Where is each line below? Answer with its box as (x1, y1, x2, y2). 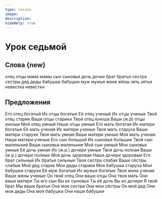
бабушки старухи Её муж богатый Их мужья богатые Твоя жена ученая (5, 168, 155, 174)
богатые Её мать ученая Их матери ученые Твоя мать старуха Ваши (5, 127, 148, 133)
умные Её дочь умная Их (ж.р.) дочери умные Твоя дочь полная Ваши (5, 147, 152, 153)
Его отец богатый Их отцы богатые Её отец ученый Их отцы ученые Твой (5, 111, 157, 117)
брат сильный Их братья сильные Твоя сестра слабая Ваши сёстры (5, 157, 147, 163)
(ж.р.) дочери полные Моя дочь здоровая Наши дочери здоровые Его (5, 152, 151, 158)
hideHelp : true (5, 20, 36, 26)
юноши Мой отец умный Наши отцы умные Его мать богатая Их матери (5, 121, 155, 127)
